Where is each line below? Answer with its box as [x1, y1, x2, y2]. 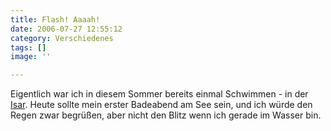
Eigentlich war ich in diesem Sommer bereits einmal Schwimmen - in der [10, 88, 309, 100]
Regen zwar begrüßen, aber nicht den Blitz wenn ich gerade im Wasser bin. [10, 109, 322, 121]
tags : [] [10, 42, 47, 53]
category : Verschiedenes [10, 33, 114, 43]
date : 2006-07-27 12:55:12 [10, 24, 123, 34]
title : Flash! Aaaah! [10, 14, 101, 25]
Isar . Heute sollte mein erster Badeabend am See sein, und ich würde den [10, 99, 313, 111]
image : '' [10, 52, 52, 62]
